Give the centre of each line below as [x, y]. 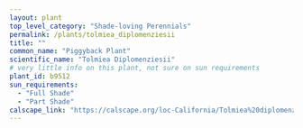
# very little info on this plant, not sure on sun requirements [134, 69]
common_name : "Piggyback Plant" [70, 51]
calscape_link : [38, 110]
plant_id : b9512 [40, 77]
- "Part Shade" [46, 101]
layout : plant [36, 18]
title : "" [28, 43]
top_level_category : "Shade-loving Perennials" [101, 26]
